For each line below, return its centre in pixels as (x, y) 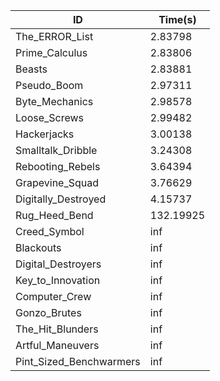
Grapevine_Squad (57, 182)
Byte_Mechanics (54, 101)
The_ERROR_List (54, 36)
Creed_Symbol (50, 231)
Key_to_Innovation (58, 280)
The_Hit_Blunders (57, 329)
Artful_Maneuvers (57, 345)
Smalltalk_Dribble (56, 150)
